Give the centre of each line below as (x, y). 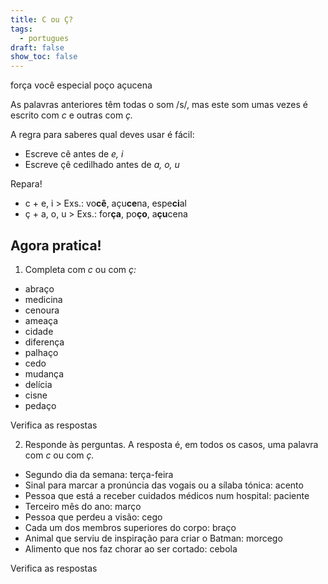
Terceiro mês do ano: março (83, 506)
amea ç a (41, 320)
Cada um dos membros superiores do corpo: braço (130, 527)
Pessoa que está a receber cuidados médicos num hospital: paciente (167, 495)
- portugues (44, 38)
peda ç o (40, 405)
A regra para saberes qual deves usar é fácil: (102, 135)
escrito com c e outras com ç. (72, 115)
